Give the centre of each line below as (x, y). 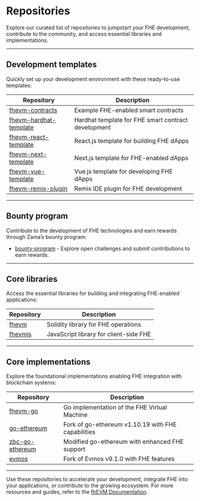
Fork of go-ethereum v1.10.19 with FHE (120, 425)
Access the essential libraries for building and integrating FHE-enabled (93, 293)
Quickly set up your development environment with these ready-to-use (93, 79)
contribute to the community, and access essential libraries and (84, 33)
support (74, 449)
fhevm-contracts (33, 110)
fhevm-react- (29, 137)
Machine (76, 415)
